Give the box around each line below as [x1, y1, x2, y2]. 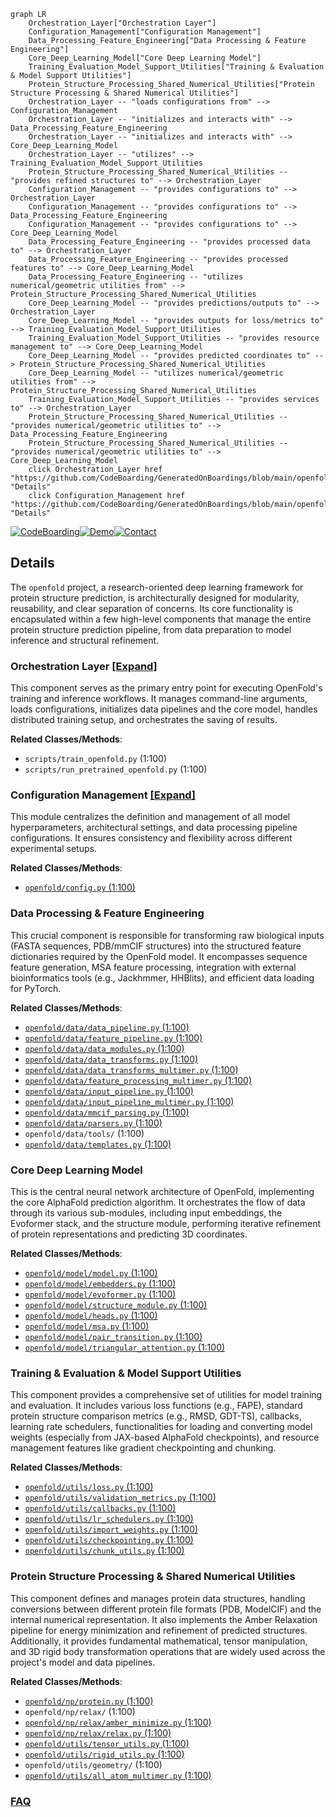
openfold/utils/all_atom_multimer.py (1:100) [24, 1769, 212, 1781]
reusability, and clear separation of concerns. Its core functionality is [10, 602, 293, 614]
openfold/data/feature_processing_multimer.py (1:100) [24, 1074, 253, 1086]
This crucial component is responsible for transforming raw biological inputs [10, 929, 325, 941]
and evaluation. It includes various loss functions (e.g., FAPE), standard [10, 1400, 303, 1412]
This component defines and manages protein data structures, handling [10, 1592, 306, 1604]
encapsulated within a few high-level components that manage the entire [10, 613, 312, 625]
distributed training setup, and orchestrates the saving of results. [10, 714, 278, 726]
